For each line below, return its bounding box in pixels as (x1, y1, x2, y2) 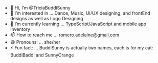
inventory (10, 26, 31, 32)
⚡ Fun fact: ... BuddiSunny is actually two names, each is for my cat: (10, 45, 153, 50)
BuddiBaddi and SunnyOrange (10, 52, 74, 58)
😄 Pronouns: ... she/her (10, 39, 60, 45)
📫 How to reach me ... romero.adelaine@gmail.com (10, 32, 120, 38)
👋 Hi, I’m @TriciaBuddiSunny (10, 5, 71, 11)
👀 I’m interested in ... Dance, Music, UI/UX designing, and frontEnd (10, 10, 150, 16)
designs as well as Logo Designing (10, 16, 83, 21)
